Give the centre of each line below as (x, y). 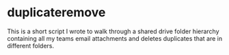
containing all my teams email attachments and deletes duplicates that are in (115, 38)
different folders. (31, 45)
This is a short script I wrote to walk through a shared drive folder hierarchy (113, 31)
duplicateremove (56, 13)
